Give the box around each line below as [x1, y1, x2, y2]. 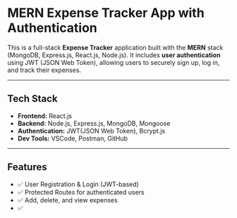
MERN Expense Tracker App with [7, 5, 205, 21]
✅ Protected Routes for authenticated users [17, 188, 145, 196]
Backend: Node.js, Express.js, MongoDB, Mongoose [17, 119, 171, 128]
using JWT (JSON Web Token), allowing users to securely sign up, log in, [7, 58, 220, 66]
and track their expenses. [7, 66, 82, 74]
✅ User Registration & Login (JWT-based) [17, 180, 139, 188]
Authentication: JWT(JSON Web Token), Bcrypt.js [17, 126, 166, 135]
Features [7, 161, 47, 174]
